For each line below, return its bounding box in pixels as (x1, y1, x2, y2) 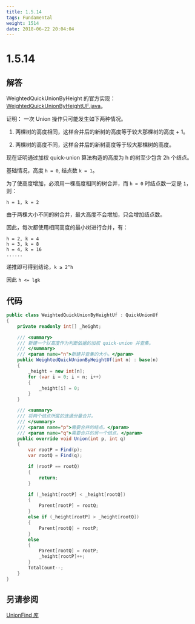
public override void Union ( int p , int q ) (17, 435, 126, 442)
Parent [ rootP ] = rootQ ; (38, 503, 99, 509)
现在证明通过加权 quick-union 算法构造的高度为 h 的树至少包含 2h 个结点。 (6, 154, 193, 161)
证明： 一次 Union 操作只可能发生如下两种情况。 (6, 115, 127, 123)
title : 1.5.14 (6, 8, 42, 15)
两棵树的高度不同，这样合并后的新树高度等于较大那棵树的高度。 (15, 141, 174, 149)
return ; (38, 475, 59, 481)
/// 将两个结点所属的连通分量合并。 (17, 413, 96, 419)
